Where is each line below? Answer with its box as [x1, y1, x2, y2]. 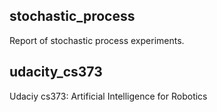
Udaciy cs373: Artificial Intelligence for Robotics [9, 90, 208, 102]
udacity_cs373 [9, 64, 103, 81]
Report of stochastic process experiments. [9, 34, 185, 46]
